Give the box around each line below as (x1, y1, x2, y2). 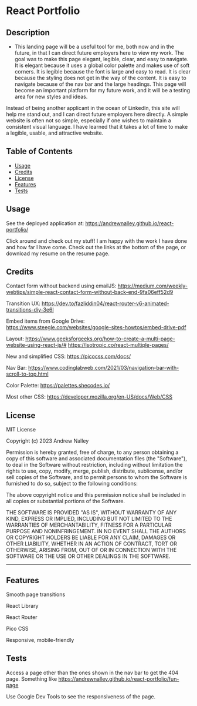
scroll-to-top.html (6, 370, 49, 377)
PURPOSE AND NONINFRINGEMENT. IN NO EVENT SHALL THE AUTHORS (6, 528, 186, 535)
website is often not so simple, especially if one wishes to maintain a (6, 117, 171, 124)
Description (6, 28, 50, 38)
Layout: (6, 335, 25, 342)
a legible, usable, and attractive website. (6, 129, 104, 136)
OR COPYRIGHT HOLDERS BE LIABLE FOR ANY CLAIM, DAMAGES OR (6, 534, 176, 541)
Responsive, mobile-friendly (6, 637, 74, 644)
